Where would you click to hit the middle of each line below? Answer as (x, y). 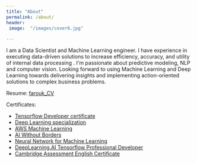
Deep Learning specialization (50, 122)
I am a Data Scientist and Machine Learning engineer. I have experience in (97, 50)
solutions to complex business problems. (56, 82)
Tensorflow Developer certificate (55, 116)
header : (16, 22)
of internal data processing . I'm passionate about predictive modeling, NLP (99, 63)
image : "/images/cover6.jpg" (46, 28)
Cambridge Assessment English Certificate (67, 154)
